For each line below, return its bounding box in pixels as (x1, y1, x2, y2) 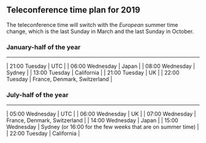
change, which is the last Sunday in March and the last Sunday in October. (6, 28, 194, 35)
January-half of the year (6, 43, 81, 51)
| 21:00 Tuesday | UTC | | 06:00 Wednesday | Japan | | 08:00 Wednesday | (6, 62, 196, 70)
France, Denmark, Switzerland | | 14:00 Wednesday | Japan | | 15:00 (6, 117, 179, 124)
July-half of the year (6, 91, 69, 100)
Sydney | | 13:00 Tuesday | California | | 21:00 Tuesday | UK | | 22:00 (6, 69, 180, 76)
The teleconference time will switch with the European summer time (6, 21, 178, 28)
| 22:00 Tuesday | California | (6, 130, 80, 137)
